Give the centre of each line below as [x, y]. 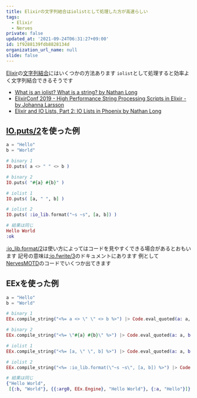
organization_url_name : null [42, 50]
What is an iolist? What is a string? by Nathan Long [76, 92]
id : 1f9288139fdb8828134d [38, 45]
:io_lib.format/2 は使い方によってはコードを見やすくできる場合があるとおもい [98, 248]
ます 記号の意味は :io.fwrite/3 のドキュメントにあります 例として [83, 256]
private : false [25, 34]
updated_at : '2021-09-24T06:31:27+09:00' [58, 39]
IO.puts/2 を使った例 [43, 131]
